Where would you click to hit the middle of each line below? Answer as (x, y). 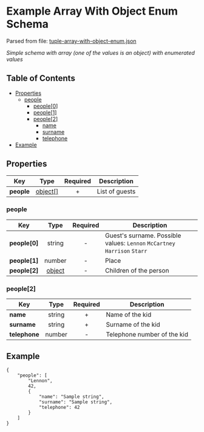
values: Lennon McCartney (140, 243)
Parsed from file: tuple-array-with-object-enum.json (71, 41)
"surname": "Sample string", (76, 402)
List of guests (116, 191)
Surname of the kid (133, 325)
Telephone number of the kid (147, 335)
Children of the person (137, 270)
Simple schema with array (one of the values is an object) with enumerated (101, 52)
